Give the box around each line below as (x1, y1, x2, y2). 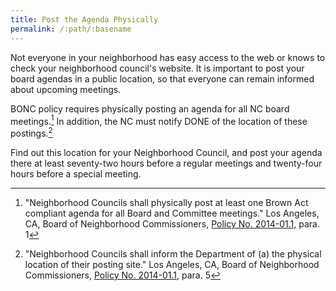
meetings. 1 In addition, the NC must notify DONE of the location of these (10, 113, 308, 127)
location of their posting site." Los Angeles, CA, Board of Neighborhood (24, 258, 320, 270)
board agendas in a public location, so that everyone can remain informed (10, 72, 315, 85)
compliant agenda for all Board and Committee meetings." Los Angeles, (24, 207, 320, 219)
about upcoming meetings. (10, 83, 122, 95)
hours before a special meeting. (10, 167, 142, 180)
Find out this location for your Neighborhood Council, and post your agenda (10, 146, 323, 158)
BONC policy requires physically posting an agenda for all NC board (10, 102, 290, 115)
